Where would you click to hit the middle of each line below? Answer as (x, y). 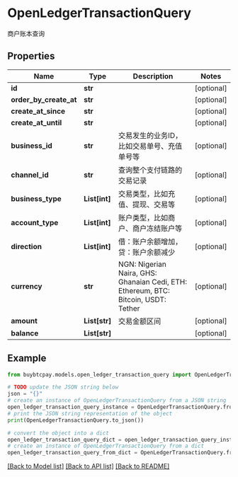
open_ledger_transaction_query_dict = (64, 439)
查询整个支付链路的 (150, 170)
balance (25, 333)
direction (27, 246)
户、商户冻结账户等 (150, 228)
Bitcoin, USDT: (142, 299)
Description (153, 76)
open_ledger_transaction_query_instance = (71, 407)
